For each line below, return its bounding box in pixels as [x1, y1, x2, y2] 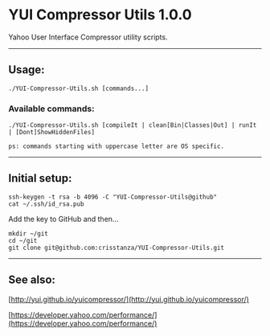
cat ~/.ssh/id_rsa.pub [8, 199, 84, 208]
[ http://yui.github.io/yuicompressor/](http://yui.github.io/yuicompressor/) [8, 294, 249, 304]
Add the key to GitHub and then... [8, 214, 119, 223]
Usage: [8, 63, 46, 77]
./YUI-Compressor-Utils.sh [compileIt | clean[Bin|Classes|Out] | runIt [8, 121, 257, 129]
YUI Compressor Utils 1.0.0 [8, 6, 192, 24]
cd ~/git [8, 236, 38, 244]
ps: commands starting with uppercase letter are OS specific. [8, 142, 225, 150]
